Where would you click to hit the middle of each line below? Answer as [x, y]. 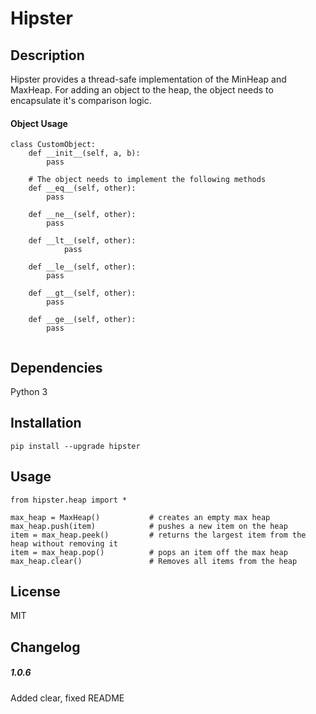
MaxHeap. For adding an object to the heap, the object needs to [142, 90]
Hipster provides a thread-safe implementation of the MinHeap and [148, 79]
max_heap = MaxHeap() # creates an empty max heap [140, 517]
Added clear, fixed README [67, 698]
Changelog [45, 647]
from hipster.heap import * [69, 500]
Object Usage [39, 123]
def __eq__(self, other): [82, 188]
